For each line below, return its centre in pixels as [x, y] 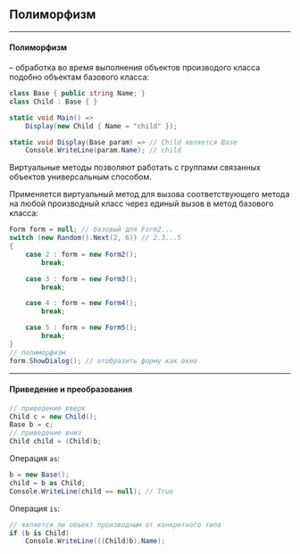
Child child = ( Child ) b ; [55, 442]
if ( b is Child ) [39, 533]
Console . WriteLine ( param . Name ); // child [103, 151]
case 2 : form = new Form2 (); [82, 254]
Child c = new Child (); [54, 417]
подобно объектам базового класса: [79, 77]
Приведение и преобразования [71, 389]
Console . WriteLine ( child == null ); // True [92, 491]
